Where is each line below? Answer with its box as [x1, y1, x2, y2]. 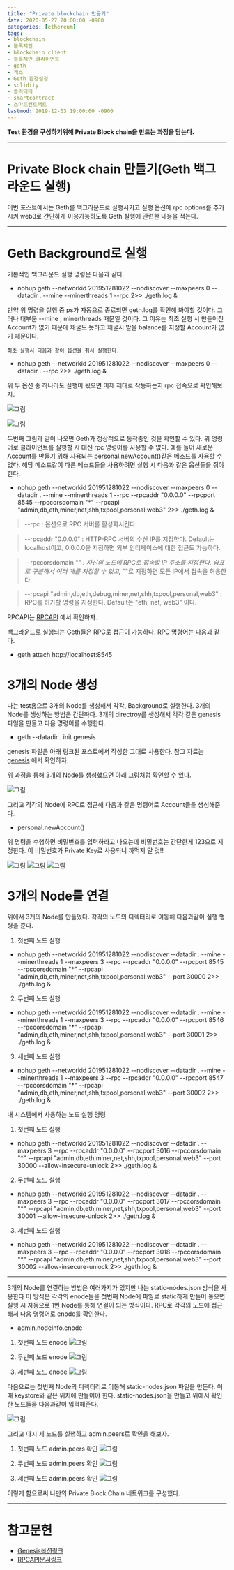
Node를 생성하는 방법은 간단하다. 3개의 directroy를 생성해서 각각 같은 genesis [7, 710, 221, 718]
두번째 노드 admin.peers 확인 [17, 1459, 98, 1467]
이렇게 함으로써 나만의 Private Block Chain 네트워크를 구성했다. [7, 1488, 180, 1497]
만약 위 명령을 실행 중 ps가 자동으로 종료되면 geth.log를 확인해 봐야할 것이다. [7, 305, 216, 314]
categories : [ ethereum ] [7, 23, 77, 30]
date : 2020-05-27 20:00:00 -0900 [7, 17, 104, 24]
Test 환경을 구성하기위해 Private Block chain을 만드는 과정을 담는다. [7, 127, 195, 136]
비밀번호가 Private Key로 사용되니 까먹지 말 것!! [34, 846, 164, 854]
